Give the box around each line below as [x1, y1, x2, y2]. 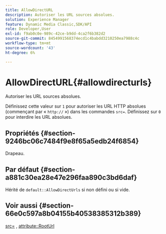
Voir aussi [5, 201, 38, 210]
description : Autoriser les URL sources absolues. [5, 12, 115, 17]
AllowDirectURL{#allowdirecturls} [5, 76, 152, 88]
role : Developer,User [5, 27, 51, 32]
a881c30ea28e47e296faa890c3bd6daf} [5, 173, 137, 181]
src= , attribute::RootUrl [5, 223, 55, 229]
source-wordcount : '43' [5, 45, 56, 50]
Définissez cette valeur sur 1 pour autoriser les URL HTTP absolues [5, 103, 146, 110]
